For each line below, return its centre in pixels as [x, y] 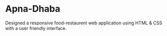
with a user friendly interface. [36, 28]
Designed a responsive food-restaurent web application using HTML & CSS [84, 23]
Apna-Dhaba [33, 9]
